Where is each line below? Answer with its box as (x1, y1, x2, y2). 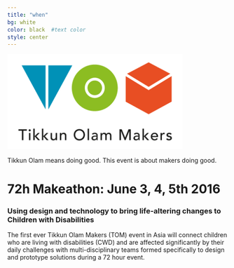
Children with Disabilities (7, 215, 95, 225)
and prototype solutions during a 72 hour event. (7, 253, 145, 261)
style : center (7, 34, 49, 41)
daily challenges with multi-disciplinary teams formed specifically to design (7, 246, 225, 254)
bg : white (7, 18, 36, 26)
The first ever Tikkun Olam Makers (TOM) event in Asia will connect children (7, 230, 228, 239)
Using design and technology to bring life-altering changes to (7, 206, 221, 215)
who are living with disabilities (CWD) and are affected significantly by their (7, 238, 224, 246)
